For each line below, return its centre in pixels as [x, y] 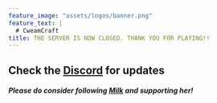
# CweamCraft [37, 30]
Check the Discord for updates [86, 70]
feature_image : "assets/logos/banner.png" [80, 16]
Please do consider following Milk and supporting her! [101, 91]
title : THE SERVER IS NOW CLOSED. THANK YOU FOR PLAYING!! [109, 38]
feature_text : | [35, 23]
